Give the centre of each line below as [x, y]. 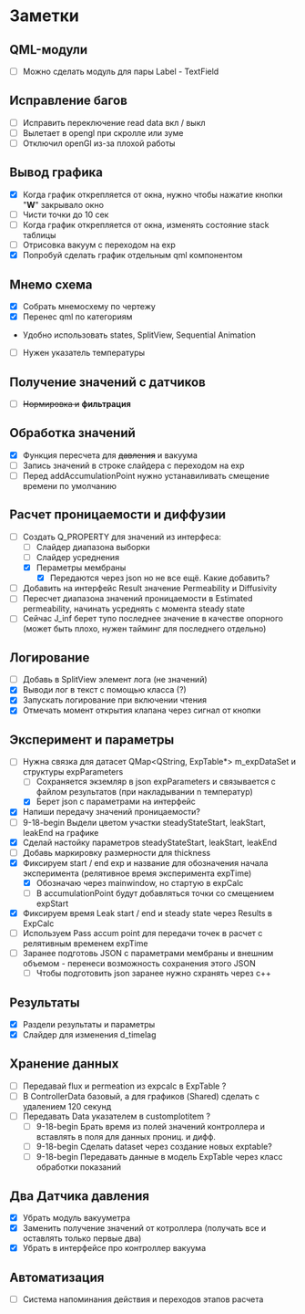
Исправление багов [68, 101]
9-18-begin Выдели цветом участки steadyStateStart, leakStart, [144, 822]
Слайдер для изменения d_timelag [89, 1035]
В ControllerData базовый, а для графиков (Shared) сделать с [141, 1096]
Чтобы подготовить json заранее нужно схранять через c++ [153, 974]
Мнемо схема [51, 284]
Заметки [44, 16]
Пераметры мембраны [81, 568]
